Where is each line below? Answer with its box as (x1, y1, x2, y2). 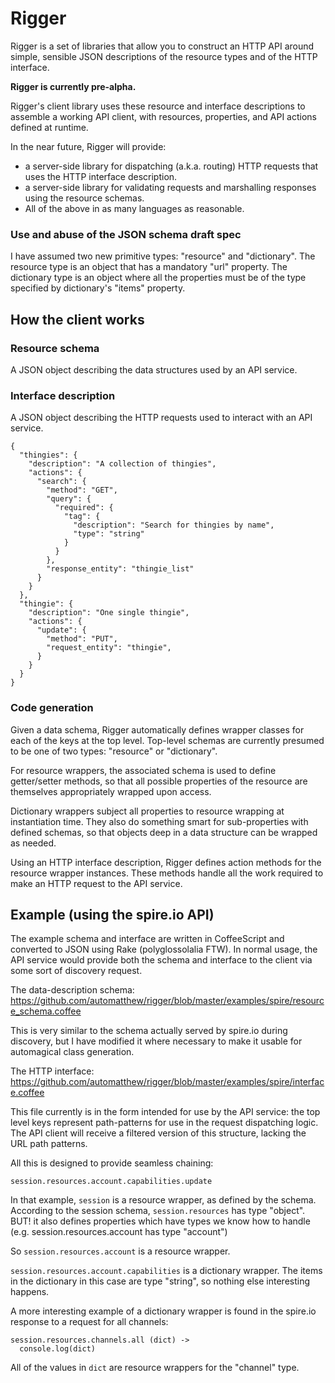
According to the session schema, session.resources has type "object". (10, 1205, 306, 1217)
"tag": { (63, 512, 101, 522)
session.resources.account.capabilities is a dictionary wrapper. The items (10, 1265, 323, 1277)
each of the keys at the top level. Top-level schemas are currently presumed (10, 734, 325, 746)
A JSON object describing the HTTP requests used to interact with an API (10, 412, 313, 424)
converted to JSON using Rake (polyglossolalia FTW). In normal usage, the (10, 943, 318, 956)
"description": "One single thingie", (28, 608, 190, 618)
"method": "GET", (46, 485, 118, 496)
